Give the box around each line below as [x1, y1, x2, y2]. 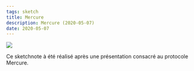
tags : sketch [6, 8, 39, 15]
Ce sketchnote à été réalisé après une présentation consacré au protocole [6, 53, 189, 60]
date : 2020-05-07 [6, 25, 50, 32]
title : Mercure [6, 14, 44, 20]
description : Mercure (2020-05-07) [6, 20, 95, 26]
